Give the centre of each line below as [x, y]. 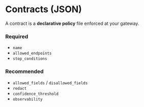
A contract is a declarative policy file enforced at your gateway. [72, 23]
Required [17, 37]
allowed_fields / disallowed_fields [50, 83]
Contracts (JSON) [44, 9]
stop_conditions [30, 59]
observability [27, 99]
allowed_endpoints [32, 53]
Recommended [25, 72]
